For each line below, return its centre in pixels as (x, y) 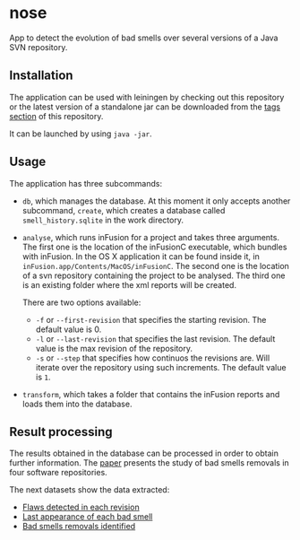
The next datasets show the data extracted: (90, 490)
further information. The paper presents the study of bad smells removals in (149, 463)
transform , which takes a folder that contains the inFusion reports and (151, 394)
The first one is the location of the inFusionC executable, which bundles (154, 247)
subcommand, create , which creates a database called (124, 210)
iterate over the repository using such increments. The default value (161, 367)
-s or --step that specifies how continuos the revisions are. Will (153, 358)
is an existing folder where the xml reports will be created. (129, 284)
